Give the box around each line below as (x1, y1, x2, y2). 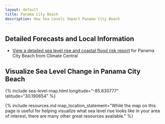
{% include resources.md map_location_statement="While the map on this (5, 103, 156, 108)
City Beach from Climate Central (12, 53, 78, 59)
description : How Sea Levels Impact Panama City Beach (5, 16, 120, 21)
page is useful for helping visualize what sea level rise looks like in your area (5, 108, 160, 114)
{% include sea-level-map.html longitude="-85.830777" (5, 88, 119, 93)
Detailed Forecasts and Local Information (5, 34, 134, 43)
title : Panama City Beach (5, 12, 58, 17)
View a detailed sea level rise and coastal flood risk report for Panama (12, 48, 155, 54)
